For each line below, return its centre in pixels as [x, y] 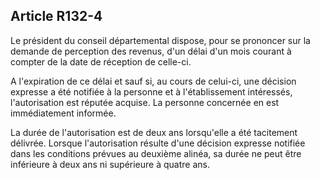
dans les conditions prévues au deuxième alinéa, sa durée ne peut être [156, 153]
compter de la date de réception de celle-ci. [101, 61]
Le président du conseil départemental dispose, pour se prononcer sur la [160, 40]
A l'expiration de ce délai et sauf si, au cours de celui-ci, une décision [153, 81]
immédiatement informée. [63, 113]
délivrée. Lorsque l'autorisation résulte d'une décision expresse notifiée [158, 143]
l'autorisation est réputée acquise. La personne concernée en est [145, 102]
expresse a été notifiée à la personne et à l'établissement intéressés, [151, 91]
